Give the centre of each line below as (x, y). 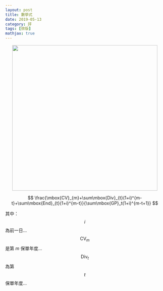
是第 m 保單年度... (24, 248)
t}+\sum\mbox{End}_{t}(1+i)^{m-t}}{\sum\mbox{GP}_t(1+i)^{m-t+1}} (81, 203)
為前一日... (16, 230)
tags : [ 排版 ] (18, 29)
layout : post (19, 10)
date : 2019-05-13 (23, 19)
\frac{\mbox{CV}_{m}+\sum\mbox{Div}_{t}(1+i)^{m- (88, 198)
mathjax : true (20, 33)
